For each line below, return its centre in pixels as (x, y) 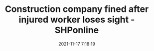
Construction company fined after (77, 9)
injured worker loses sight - (77, 20)
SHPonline (77, 30)
